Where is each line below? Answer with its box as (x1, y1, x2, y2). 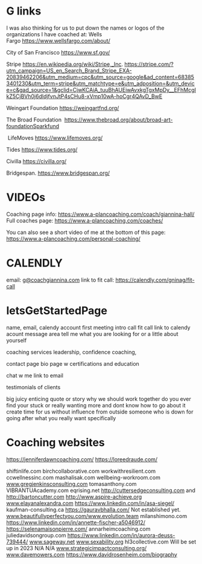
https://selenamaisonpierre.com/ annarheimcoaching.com (6, 525, 151, 533)
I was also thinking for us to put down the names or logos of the (6, 24, 165, 31)
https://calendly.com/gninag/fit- (115, 276, 195, 284)
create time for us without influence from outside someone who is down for (6, 408, 194, 415)
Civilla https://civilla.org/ (6, 157, 67, 164)
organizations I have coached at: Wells (6, 30, 103, 37)
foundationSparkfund (6, 122, 59, 129)
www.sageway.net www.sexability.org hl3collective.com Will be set (29, 538, 197, 545)
